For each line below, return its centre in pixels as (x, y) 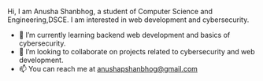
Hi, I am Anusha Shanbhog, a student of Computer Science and (110, 11)
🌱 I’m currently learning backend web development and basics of (124, 35)
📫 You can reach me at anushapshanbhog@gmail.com (108, 69)
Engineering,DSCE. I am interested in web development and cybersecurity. (128, 20)
